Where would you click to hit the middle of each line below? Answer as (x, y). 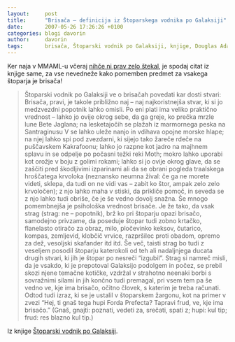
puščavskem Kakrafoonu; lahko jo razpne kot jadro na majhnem (116, 147)
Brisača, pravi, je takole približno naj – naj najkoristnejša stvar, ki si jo (123, 102)
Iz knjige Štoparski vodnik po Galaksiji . (63, 331)
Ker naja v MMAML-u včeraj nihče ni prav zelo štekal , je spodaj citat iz (108, 66)
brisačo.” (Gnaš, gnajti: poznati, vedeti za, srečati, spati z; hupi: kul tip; (126, 310)
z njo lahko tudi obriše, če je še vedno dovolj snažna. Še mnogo (116, 199)
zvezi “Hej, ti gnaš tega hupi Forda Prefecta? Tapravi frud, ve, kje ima (124, 302)
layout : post (33, 14)
